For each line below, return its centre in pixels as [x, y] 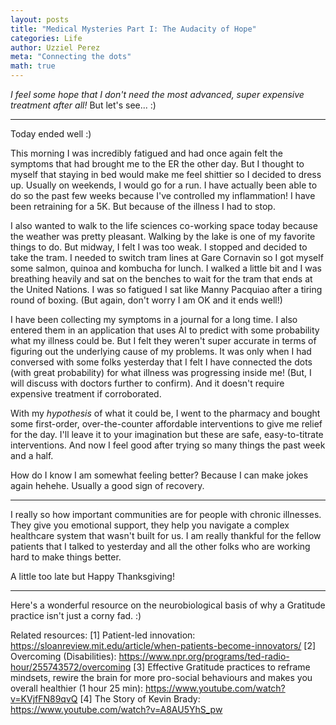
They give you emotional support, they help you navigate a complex [150, 525]
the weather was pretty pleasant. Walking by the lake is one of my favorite [163, 236]
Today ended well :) [51, 134]
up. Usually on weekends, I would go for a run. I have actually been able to [164, 185]
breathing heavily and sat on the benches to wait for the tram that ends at [161, 279]
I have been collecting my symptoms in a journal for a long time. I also [154, 319]
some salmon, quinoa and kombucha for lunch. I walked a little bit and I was [166, 268]
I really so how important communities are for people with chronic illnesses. [166, 514]
